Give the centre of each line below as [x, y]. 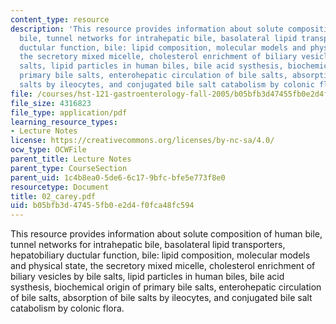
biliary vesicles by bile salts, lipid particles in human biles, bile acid [147, 277]
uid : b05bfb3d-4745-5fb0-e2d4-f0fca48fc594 [102, 206]
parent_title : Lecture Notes [71, 159]
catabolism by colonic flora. [67, 308]
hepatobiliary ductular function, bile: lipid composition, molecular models [160, 255]
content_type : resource [60, 19]
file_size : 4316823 [51, 103]
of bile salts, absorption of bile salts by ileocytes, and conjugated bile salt [161, 298]
